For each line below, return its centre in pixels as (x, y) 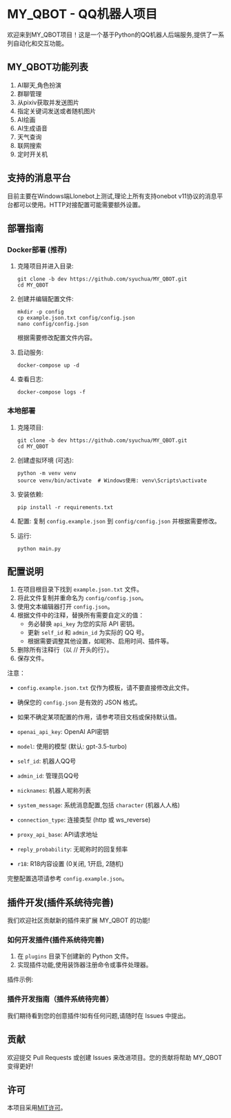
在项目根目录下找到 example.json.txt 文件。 (80, 589)
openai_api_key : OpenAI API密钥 (63, 732)
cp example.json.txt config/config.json (76, 318)
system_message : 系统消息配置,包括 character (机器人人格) (99, 805)
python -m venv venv (47, 473)
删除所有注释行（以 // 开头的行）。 (65, 650)
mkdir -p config (40, 312)
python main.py (39, 549)
